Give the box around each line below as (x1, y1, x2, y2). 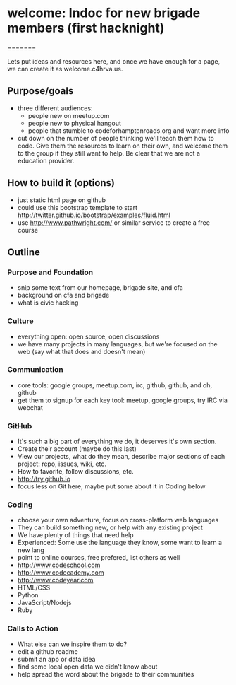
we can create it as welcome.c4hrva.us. (7, 64, 123, 73)
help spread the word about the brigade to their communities (17, 669, 194, 678)
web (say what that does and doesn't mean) (17, 347, 146, 356)
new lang (17, 546, 44, 554)
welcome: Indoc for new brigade (7, 5, 201, 21)
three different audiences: (17, 104, 93, 112)
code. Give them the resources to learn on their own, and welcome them (17, 141, 228, 150)
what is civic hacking (17, 298, 79, 307)
